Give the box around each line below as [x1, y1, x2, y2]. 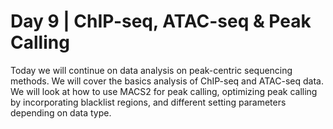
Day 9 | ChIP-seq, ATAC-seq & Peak [10, 10, 312, 33]
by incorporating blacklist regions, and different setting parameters [10, 96, 287, 108]
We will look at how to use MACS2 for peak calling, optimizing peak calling [10, 85, 318, 97]
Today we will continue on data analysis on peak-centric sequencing [10, 64, 293, 76]
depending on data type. [10, 106, 112, 119]
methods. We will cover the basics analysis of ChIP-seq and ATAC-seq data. [10, 75, 324, 87]
